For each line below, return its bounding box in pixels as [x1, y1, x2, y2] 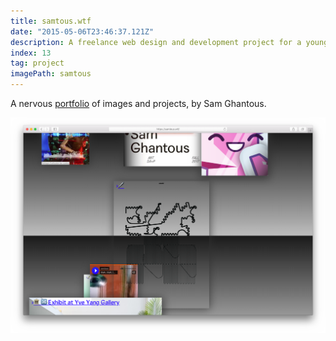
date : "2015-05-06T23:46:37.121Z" [10, 26, 155, 37]
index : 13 [10, 48, 52, 58]
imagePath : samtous [10, 69, 92, 79]
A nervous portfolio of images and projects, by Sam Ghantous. [10, 98, 267, 109]
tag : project [10, 58, 65, 69]
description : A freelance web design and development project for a [10, 37, 302, 47]
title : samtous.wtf [10, 16, 92, 26]
